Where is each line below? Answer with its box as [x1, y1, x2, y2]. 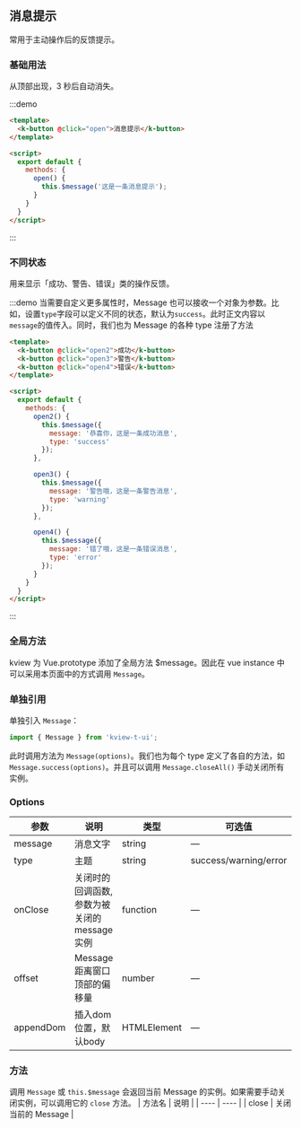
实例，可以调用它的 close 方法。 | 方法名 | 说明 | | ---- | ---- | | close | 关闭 [16, 1097, 291, 1108]
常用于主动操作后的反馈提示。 [9, 34, 119, 45]
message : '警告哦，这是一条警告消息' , [48, 486, 178, 495]
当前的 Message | [9, 1109, 74, 1120]
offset [13, 972, 39, 984]
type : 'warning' [48, 494, 110, 504]
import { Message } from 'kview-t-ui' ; [9, 732, 159, 742]
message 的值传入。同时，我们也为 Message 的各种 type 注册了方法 [9, 319, 254, 330]
